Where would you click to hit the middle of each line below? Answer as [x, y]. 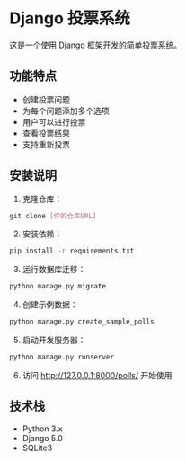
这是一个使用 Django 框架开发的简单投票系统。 [96, 45]
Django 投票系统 [70, 18]
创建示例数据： [50, 305]
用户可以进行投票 [54, 121]
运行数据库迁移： [54, 270]
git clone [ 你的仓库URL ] [53, 216]
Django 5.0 [42, 438]
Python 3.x [42, 429]
